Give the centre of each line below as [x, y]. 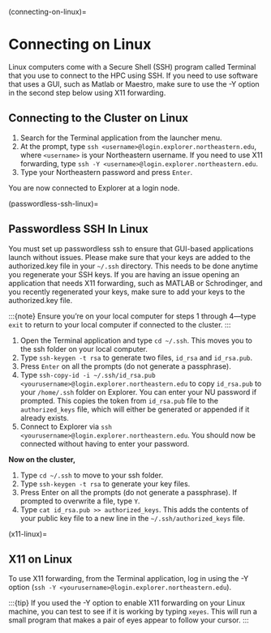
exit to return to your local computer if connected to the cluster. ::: [120, 324]
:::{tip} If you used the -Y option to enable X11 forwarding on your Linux [127, 603]
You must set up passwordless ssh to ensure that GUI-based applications [131, 248]
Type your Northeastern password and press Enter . [106, 172]
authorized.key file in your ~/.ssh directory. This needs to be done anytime [133, 266]
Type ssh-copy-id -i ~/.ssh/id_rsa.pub [88, 374]
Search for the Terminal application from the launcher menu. [121, 138]
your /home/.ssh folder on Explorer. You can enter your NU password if [138, 391]
